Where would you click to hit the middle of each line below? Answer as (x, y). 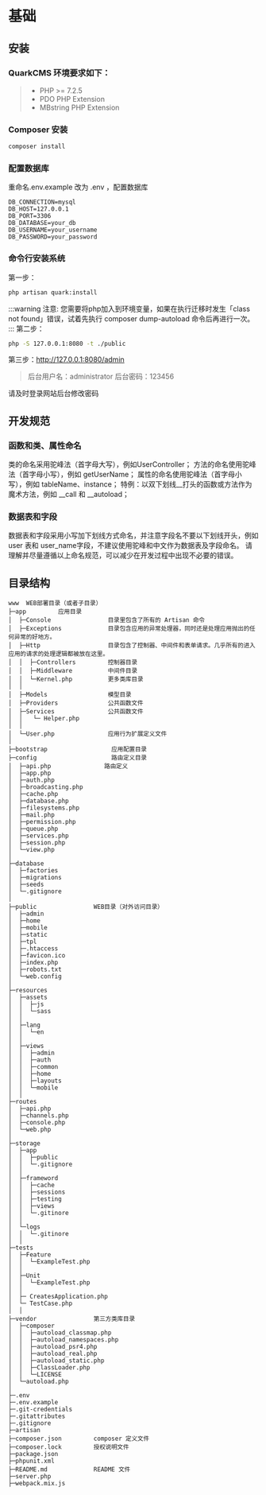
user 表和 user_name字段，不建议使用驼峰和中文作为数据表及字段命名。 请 (130, 546)
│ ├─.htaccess (33, 949)
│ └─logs (25, 1227)
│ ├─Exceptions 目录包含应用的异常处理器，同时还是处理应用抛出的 (129, 629)
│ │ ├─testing (35, 1199)
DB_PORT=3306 (30, 216)
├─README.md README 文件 (69, 1470)
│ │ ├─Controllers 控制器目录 (73, 662)
